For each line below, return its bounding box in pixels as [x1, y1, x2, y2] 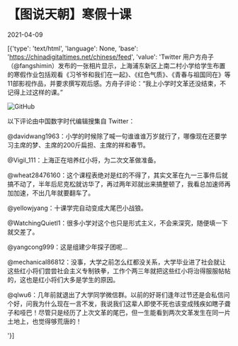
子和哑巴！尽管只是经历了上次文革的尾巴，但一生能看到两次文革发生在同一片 [7, 308, 231, 316]
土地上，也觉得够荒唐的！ [7, 317, 82, 325]
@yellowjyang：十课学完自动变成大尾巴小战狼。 [7, 203, 147, 212]
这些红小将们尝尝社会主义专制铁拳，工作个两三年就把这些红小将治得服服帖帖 [7, 267, 231, 275]
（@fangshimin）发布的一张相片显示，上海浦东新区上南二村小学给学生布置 [7, 61, 226, 69]
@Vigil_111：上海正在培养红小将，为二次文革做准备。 [7, 155, 160, 164]
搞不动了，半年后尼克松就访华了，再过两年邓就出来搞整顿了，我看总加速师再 [7, 179, 231, 188]
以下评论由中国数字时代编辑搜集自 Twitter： [7, 116, 135, 125]
